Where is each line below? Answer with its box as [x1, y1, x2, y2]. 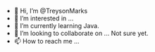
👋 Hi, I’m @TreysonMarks [13, 7, 88, 15]
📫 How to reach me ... [13, 37, 80, 45]
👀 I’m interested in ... [13, 14, 74, 22]
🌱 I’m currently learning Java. [13, 22, 100, 30]
